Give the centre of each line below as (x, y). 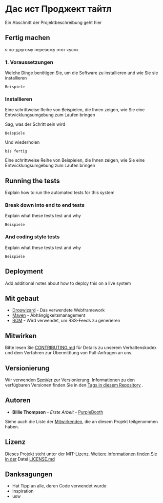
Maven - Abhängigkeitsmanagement (49, 315)
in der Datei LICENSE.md (30, 459)
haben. (12, 426)
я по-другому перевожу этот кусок (42, 49)
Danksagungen (29, 474)
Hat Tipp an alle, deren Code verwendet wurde (59, 486)
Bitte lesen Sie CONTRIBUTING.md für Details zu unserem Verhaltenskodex (81, 348)
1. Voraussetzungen (29, 62)
